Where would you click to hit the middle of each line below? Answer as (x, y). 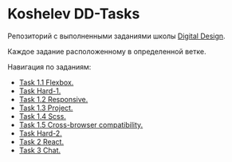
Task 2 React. (41, 141)
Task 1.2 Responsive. (53, 99)
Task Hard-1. (40, 91)
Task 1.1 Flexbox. (46, 82)
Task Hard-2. (41, 133)
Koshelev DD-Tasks (74, 14)
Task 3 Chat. (40, 150)
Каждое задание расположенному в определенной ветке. (107, 51)
